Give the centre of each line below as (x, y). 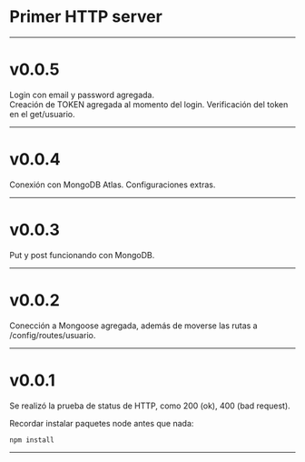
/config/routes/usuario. (53, 335)
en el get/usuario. (42, 114)
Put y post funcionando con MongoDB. (82, 255)
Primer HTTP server (86, 17)
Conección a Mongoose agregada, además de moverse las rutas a (133, 326)
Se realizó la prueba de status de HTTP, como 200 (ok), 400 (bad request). (150, 406)
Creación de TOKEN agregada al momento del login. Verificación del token (149, 104)
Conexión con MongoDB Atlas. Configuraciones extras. (113, 185)
